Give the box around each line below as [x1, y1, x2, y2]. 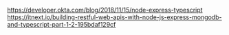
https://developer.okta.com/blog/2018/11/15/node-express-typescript [7, 6, 203, 14]
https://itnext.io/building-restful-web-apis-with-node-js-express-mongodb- [7, 13, 222, 21]
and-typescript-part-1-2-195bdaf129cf [7, 21, 116, 28]
